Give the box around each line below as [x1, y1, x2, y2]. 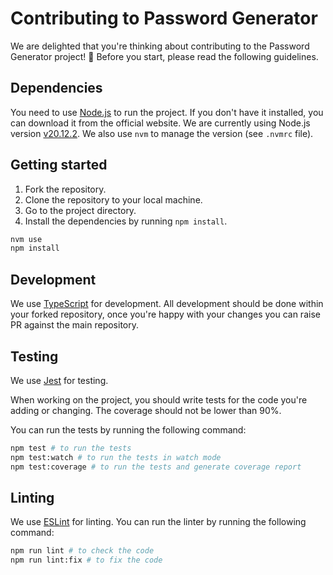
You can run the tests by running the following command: [10, 423, 247, 436]
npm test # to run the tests [10, 443, 132, 453]
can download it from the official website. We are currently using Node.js [10, 117, 311, 129]
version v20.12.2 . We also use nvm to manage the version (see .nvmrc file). [10, 127, 314, 139]
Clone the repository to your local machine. [24, 193, 203, 206]
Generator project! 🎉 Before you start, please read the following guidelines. [10, 50, 319, 62]
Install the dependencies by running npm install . [24, 215, 228, 227]
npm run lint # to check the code [10, 546, 155, 556]
